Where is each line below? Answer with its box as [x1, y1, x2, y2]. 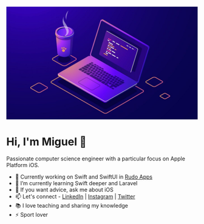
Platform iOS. [6, 162, 39, 169]
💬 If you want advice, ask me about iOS [15, 186, 114, 194]
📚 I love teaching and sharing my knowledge [15, 202, 129, 209]
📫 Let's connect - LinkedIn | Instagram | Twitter [15, 193, 135, 200]
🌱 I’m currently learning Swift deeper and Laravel [15, 180, 138, 187]
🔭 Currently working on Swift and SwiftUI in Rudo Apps [15, 173, 153, 180]
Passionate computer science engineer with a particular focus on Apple [6, 155, 185, 162]
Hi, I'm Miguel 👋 [6, 135, 87, 149]
